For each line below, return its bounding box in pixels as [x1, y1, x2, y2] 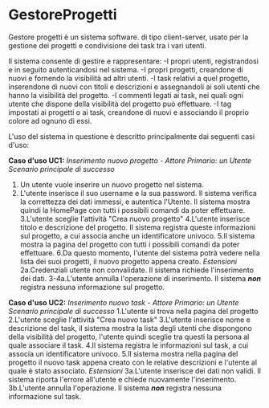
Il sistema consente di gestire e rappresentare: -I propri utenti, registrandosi [8, 56, 259, 66]
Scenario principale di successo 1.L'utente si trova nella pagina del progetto [8, 306, 259, 316]
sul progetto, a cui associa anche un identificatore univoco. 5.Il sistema [19, 231, 255, 240]
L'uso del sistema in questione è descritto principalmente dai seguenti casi [8, 131, 255, 141]
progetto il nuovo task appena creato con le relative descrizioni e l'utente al [8, 357, 258, 367]
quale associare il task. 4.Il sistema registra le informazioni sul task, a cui [8, 340, 249, 350]
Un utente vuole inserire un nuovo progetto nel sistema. [19, 179, 205, 190]
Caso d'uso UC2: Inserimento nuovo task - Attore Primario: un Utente [8, 297, 239, 307]
